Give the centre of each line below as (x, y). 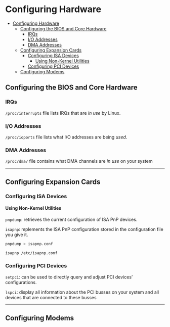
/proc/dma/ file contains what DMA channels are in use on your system (79, 161)
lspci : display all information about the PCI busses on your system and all (82, 292)
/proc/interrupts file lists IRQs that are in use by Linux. (63, 113)
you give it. (17, 235)
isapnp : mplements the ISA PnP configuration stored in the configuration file (84, 229)
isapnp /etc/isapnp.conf (31, 253)
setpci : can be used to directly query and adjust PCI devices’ (69, 277)
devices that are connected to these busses (51, 297)
